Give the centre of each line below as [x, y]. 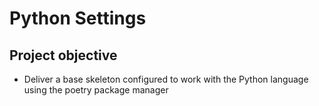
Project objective [63, 55]
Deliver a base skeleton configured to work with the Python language [166, 79]
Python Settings [78, 18]
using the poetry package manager [96, 90]
